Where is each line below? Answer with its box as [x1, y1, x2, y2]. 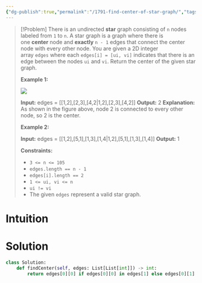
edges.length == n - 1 [29, 166, 87, 172]
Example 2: [20, 123, 49, 131]
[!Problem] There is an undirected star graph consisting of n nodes [20, 25, 187, 33]
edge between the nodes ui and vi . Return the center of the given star [20, 57, 196, 65]
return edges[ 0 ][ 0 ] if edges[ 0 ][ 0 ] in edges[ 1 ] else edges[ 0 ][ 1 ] [27, 270, 195, 277]
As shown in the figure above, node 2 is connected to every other [20, 105, 183, 112]
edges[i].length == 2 [29, 172, 84, 178]
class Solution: [5, 259, 46, 265]
